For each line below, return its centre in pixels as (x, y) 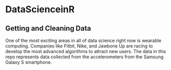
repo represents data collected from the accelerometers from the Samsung (84, 57)
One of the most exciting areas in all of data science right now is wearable (83, 40)
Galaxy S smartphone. (29, 62)
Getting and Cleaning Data (48, 28)
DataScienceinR (40, 9)
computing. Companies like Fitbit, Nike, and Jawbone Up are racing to (79, 46)
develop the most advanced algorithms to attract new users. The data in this (86, 51)
